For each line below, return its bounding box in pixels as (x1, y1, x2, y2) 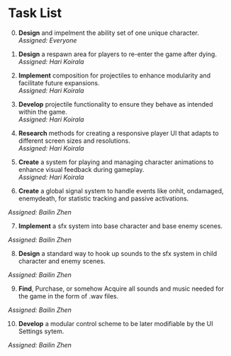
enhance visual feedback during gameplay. (18, 165, 145, 173)
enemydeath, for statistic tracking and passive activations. (18, 194, 189, 203)
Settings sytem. (18, 327, 64, 335)
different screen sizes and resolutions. (18, 136, 130, 145)
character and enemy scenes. (18, 257, 106, 265)
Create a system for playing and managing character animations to (18, 158, 214, 166)
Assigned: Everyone (18, 36, 77, 44)
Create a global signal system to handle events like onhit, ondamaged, (18, 186, 224, 195)
